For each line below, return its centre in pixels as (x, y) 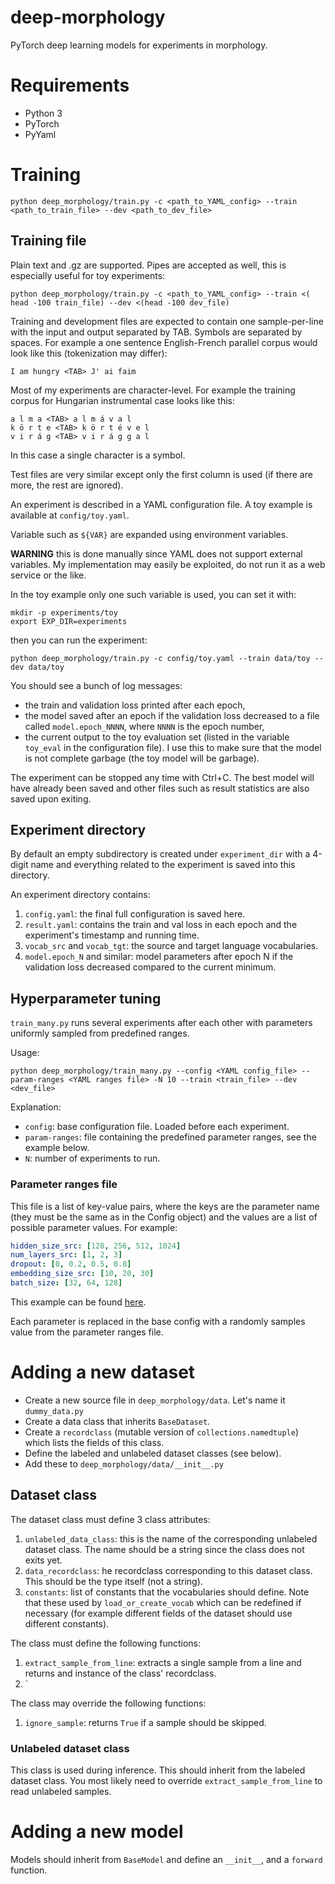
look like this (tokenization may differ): (89, 353)
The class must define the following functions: (105, 1643)
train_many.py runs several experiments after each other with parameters (161, 1023)
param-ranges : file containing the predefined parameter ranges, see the (170, 1137)
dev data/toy (37, 667)
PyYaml (40, 134)
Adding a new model (97, 1832)
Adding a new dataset (103, 1372)
